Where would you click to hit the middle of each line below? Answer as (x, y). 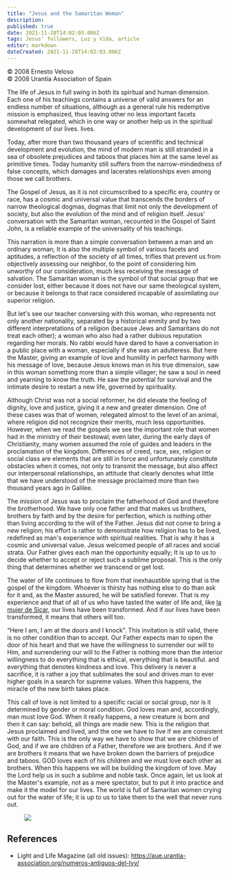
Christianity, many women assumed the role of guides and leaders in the (110, 444)
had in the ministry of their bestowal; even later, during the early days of (109, 436)
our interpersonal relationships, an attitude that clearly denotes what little (111, 473)
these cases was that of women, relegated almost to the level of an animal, (113, 414)
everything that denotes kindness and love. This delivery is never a (102, 667)
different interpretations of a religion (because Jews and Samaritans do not (113, 328)
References (32, 839)
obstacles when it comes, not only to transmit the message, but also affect (113, 466)
